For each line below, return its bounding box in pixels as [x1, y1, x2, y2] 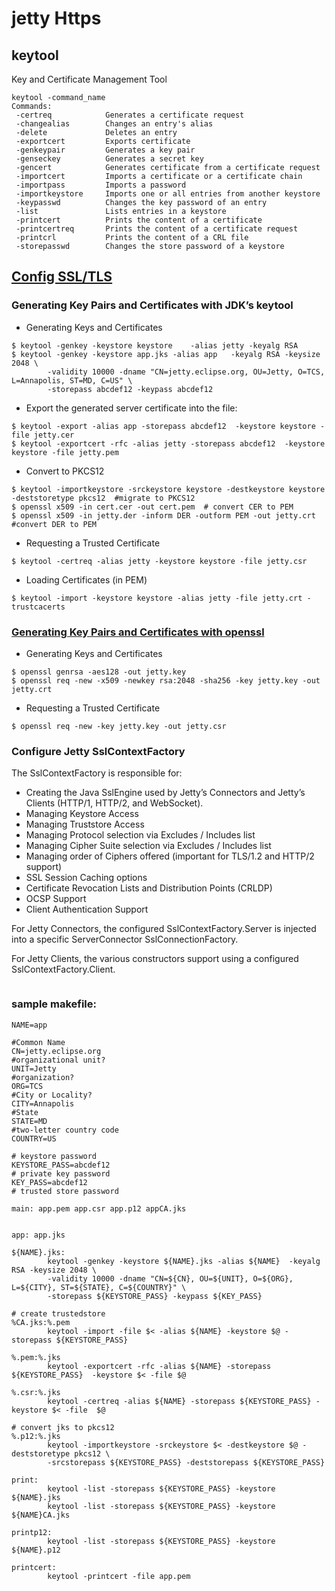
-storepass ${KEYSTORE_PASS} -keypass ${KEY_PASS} [47, 1291, 263, 1301]
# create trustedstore [11, 1308, 106, 1319]
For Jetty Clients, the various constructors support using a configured [11, 953, 299, 965]
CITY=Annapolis [11, 1098, 75, 1109]
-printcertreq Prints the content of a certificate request [15, 224, 299, 234]
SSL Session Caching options [25, 872, 148, 884]
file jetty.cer [11, 430, 75, 440]
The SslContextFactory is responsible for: [11, 767, 183, 779]
